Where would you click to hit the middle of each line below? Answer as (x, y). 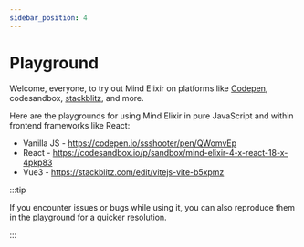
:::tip (18, 190)
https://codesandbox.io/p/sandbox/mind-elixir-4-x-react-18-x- (170, 152)
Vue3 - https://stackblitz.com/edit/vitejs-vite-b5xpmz (123, 172)
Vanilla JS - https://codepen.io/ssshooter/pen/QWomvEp (130, 143)
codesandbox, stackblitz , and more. (77, 98)
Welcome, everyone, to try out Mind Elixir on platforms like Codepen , (139, 88)
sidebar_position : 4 (49, 18)
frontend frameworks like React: (70, 125)
